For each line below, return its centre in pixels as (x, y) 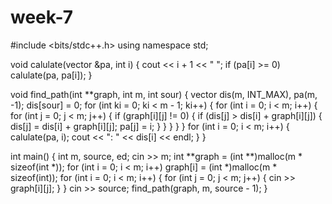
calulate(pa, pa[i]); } (51, 75)
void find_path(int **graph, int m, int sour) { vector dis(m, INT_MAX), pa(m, (164, 94)
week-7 (41, 17)
